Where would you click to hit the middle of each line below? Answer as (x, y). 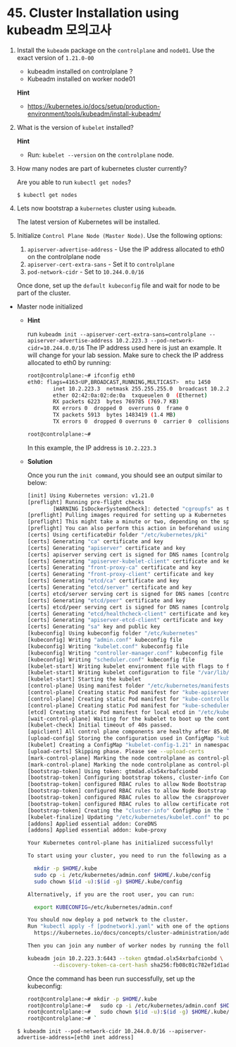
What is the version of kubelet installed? (75, 127)
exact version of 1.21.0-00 (55, 57)
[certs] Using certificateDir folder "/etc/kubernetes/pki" (117, 535)
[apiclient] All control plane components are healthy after (119, 732)
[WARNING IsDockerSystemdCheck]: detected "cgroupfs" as (138, 509)
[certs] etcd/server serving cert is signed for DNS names (116, 594)
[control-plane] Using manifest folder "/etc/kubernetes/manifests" (130, 686)
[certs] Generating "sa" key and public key (94, 627)
